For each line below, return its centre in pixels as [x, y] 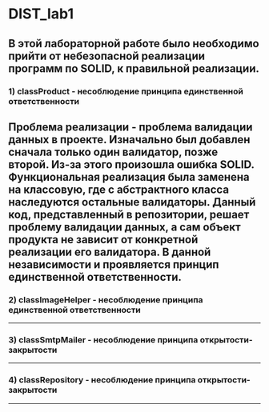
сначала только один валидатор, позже [113, 152]
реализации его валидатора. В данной [110, 252]
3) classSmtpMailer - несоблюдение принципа [103, 340]
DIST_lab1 [41, 14]
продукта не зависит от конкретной [103, 240]
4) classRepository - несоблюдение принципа [102, 380]
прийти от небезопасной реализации [107, 56]
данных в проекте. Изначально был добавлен [129, 140]
